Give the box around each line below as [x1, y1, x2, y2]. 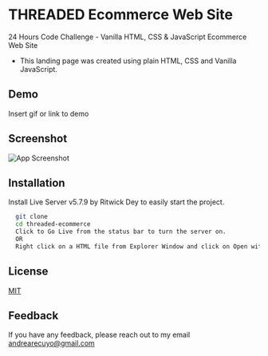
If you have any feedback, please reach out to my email [8, 330, 191, 340]
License [8, 265, 49, 279]
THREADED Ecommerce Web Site [8, 6, 234, 24]
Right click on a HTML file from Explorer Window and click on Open [15, 242, 248, 251]
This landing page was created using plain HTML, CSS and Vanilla [19, 56, 237, 65]
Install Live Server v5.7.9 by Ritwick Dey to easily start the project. [8, 197, 225, 207]
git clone [15, 213, 48, 221]
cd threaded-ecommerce [15, 220, 91, 228]
